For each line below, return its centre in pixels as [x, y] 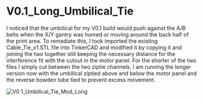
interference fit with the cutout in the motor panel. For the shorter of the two [101, 60]
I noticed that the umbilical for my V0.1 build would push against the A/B [96, 28]
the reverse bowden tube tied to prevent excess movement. [81, 80]
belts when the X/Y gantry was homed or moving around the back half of [98, 34]
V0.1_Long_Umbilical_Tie [70, 11]
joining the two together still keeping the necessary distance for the [91, 54]
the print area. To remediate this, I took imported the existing [82, 41]
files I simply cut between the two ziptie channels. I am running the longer [99, 67]
